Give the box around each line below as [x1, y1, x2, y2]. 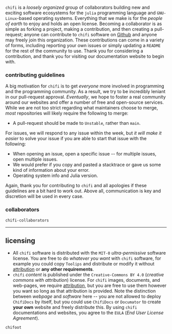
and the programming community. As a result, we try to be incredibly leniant [5, 88, 165, 95]
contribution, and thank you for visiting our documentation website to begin [5, 53, 165, 59]
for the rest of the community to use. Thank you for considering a [5, 48, 143, 54]
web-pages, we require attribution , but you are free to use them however [12, 282, 167, 288]
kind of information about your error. [12, 167, 90, 173]
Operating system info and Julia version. [12, 172, 98, 179]
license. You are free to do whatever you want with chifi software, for [12, 255, 161, 261]
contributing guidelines [5, 71, 65, 78]
